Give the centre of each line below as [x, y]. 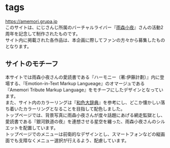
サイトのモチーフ [32, 64]
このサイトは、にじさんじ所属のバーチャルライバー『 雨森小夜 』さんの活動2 [84, 27]
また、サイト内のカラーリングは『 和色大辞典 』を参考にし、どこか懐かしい [83, 102]
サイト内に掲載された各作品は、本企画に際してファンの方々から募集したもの [85, 40]
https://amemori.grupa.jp [31, 21]
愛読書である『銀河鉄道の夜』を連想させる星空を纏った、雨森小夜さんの [81, 121]
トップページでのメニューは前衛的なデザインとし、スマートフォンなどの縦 [83, 134]
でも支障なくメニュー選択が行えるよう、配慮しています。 [69, 140]
